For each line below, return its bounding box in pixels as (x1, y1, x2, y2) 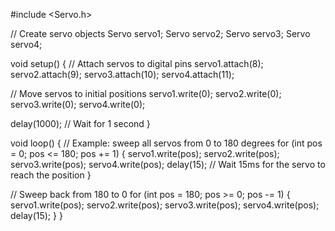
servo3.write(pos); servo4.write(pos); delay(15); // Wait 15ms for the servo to (10, 159, 326, 170)
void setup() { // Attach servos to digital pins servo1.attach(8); (10, 58, 264, 69)
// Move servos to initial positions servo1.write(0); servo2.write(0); (10, 88, 282, 99)
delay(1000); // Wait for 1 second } (10, 118, 151, 129)
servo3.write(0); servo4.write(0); (10, 99, 146, 110)
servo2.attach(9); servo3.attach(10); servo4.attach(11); (10, 69, 235, 80)
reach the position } (10, 169, 92, 181)
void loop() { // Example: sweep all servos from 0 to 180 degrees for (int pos (10, 137, 323, 149)
